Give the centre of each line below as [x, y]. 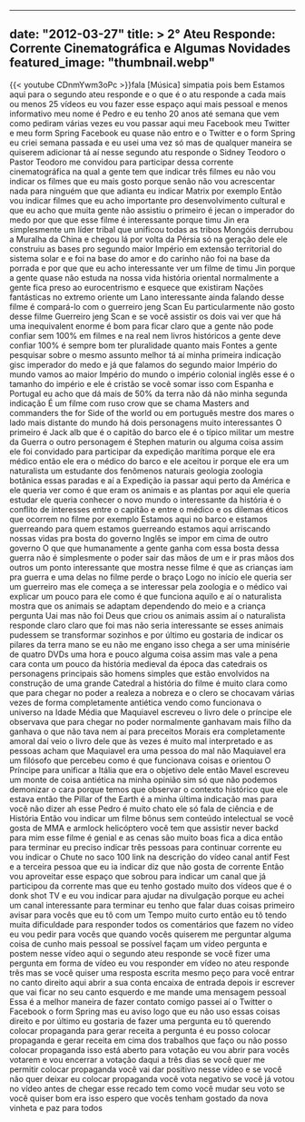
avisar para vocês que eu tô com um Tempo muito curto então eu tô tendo [148, 915]
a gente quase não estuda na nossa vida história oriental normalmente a [144, 277]
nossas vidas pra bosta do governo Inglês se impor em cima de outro [139, 538]
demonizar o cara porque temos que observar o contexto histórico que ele [149, 789]
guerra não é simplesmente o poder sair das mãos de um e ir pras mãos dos [152, 557]
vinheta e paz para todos [56, 1107]
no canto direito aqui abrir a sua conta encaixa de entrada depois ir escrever [152, 982]
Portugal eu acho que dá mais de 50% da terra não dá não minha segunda [148, 393]
